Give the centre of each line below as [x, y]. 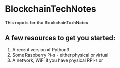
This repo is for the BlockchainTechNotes [47, 23]
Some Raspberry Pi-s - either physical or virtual [60, 55]
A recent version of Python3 [41, 49]
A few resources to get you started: [60, 38]
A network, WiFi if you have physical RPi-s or [58, 60]
